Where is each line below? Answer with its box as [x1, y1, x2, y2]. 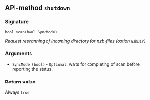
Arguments [5, 50, 32, 57]
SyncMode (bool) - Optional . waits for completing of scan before [12, 61, 140, 67]
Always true [5, 89, 30, 95]
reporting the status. [12, 66, 53, 72]
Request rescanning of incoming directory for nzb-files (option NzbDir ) [5, 38, 146, 44]
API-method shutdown [5, 4, 70, 12]
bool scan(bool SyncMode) [5, 29, 57, 34]
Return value [5, 78, 36, 85]
